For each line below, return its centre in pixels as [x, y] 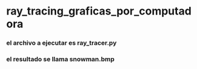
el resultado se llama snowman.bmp [60, 59]
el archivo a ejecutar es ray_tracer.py [61, 43]
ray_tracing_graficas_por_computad [99, 11]
